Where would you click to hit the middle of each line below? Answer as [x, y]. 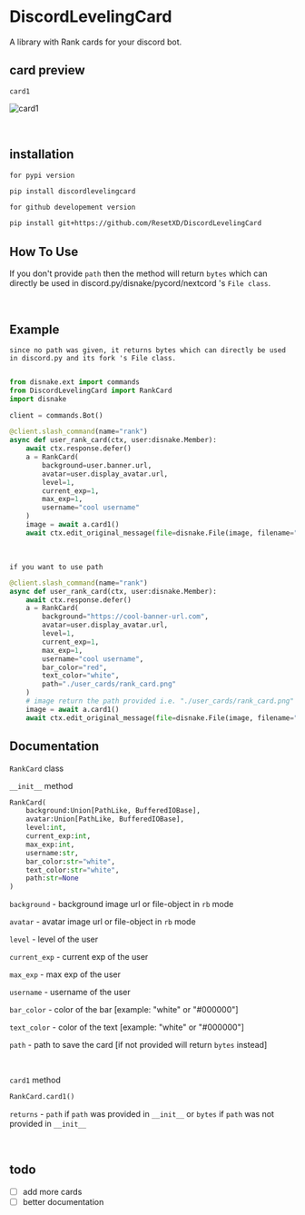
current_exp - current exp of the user [79, 957]
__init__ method [41, 785]
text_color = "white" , [81, 676]
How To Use [44, 252]
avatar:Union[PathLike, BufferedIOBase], [105, 819]
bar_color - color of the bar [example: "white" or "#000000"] [124, 1010]
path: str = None [52, 878]
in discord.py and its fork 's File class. [93, 358]
